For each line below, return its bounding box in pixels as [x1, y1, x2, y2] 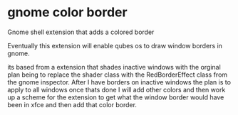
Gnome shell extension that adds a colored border [7, 28, 155, 36]
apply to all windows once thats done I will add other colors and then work [7, 85, 226, 94]
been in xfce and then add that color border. [7, 100, 138, 109]
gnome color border [7, 4, 128, 21]
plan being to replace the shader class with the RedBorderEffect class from [7, 70, 228, 79]
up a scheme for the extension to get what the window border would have [7, 93, 224, 102]
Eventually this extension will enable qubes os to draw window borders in [7, 41, 223, 50]
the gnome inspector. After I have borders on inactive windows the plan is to [7, 77, 232, 86]
